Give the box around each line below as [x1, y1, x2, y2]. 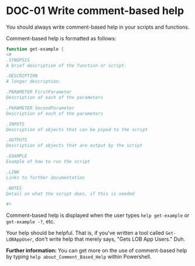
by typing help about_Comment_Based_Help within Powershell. [6, 253, 152, 260]
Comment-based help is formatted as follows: [6, 35, 117, 42]
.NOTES [6, 185, 22, 191]
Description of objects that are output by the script [6, 142, 143, 149]
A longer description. [6, 79, 61, 84]
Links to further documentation [6, 175, 85, 180]
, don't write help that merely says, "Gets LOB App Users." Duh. [32, 236, 186, 243]
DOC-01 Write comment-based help [6, 4, 184, 18]
